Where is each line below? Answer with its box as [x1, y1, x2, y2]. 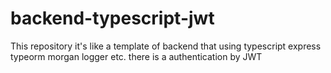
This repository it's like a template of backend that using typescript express [10, 40, 322, 52]
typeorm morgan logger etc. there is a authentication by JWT [10, 50, 263, 62]
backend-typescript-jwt [10, 7, 215, 30]
